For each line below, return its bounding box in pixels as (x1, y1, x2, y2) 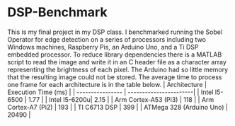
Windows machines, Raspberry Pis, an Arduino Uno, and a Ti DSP (7, 42, 200, 51)
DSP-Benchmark (7, 4, 108, 21)
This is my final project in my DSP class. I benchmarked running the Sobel (7, 28, 223, 36)
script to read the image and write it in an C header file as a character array (7, 57, 227, 66)
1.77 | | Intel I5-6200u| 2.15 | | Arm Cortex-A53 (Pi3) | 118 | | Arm (28, 95, 214, 103)
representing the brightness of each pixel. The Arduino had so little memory (7, 65, 229, 74)
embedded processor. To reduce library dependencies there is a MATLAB (7, 50, 222, 59)
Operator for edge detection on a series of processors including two (7, 35, 207, 43)
